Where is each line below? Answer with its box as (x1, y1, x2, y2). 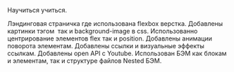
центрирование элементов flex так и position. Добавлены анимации (7, 34, 213, 43)
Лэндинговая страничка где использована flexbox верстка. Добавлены (7, 20, 223, 27)
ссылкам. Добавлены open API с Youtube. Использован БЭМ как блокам (7, 49, 227, 57)
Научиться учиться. (7, 6, 68, 14)
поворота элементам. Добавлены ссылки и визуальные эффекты (7, 42, 204, 50)
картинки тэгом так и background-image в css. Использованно (7, 27, 198, 35)
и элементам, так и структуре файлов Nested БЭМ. (7, 57, 162, 65)
